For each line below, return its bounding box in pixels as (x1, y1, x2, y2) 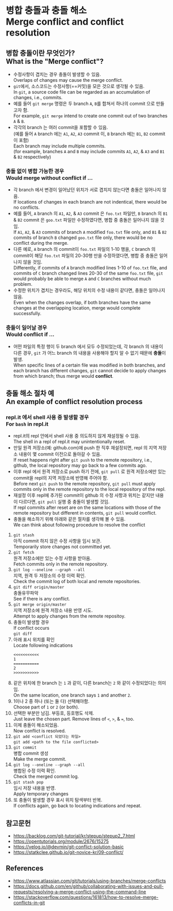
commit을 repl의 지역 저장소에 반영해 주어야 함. (13, 475, 108, 481)
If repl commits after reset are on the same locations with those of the (13, 504, 161, 511)
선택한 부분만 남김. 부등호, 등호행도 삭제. (13, 710, 94, 716)
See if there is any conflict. (13, 596, 70, 602)
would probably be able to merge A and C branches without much (13, 276, 151, 282)
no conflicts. (13, 204, 40, 211)
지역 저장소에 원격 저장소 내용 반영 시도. (13, 607, 93, 613)
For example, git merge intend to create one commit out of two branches (13, 113, 168, 119)
